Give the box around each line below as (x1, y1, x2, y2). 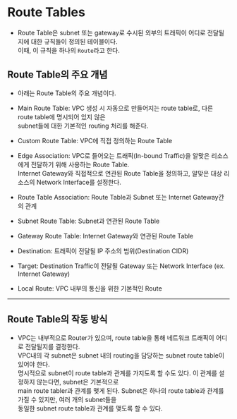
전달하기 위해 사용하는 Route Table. (30, 160, 130, 169)
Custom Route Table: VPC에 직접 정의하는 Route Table (17, 136, 173, 145)
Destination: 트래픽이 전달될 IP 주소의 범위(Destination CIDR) (17, 246, 189, 255)
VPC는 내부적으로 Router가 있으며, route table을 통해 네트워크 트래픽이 (17, 333, 214, 342)
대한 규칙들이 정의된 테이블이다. (30, 37, 118, 46)
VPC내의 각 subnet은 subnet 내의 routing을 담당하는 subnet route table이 (17, 351, 224, 360)
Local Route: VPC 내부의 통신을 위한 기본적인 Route (17, 284, 162, 293)
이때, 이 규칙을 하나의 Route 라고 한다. (17, 46, 120, 54)
